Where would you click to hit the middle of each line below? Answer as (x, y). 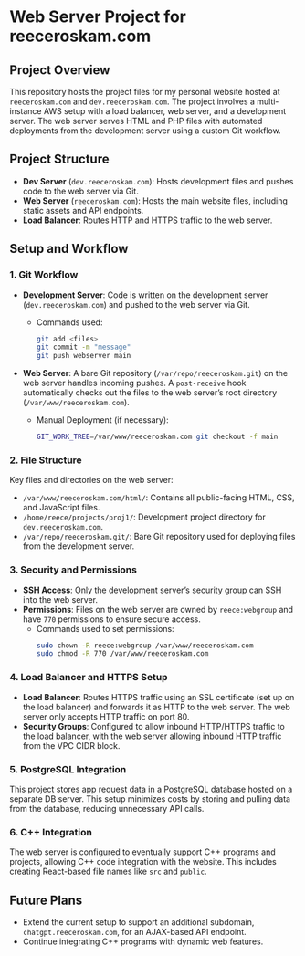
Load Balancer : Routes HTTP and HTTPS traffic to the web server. (147, 220)
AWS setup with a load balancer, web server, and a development (165, 111)
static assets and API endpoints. (83, 210)
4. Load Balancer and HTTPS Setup (89, 678)
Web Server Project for (98, 17)
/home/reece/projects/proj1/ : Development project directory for (144, 517)
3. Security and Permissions (73, 570)
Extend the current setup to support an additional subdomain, (138, 922)
